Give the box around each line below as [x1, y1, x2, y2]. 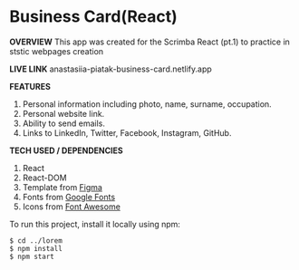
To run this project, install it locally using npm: [9, 218, 181, 229]
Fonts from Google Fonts [22, 191, 116, 202]
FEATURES [9, 81, 52, 92]
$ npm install [9, 244, 63, 253]
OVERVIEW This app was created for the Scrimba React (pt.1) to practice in [9, 36, 290, 47]
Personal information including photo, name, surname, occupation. [22, 98, 272, 110]
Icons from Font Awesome [22, 201, 121, 212]
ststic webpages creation [9, 45, 104, 56]
